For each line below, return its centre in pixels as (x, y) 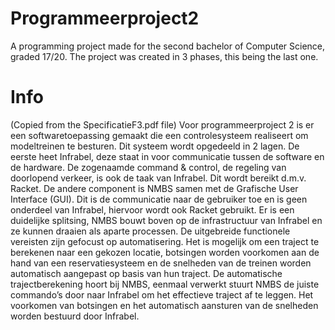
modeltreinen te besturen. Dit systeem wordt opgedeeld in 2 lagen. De (155, 146)
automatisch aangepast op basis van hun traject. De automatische (146, 273)
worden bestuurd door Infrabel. (75, 316)
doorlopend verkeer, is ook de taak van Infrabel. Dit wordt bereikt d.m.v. (158, 178)
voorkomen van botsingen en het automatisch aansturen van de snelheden (164, 305)
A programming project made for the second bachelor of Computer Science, (168, 46)
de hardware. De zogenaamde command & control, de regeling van (148, 167)
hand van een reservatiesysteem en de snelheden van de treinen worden (161, 263)
